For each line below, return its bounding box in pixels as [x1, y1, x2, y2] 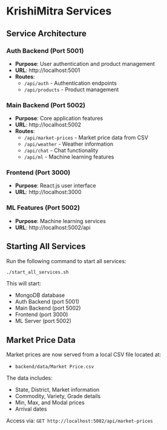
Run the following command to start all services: [6, 257, 126, 264]
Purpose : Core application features [15, 115, 103, 122]
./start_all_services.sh [6, 269, 69, 275]
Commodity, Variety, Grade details [15, 393, 101, 400]
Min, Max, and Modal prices [15, 399, 85, 406]
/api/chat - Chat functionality [24, 147, 99, 154]
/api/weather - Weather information [24, 140, 114, 148]
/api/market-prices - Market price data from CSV [24, 134, 148, 142]
